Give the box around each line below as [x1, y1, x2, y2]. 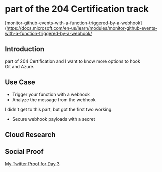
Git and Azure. [5, 63, 35, 69]
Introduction [5, 45, 45, 53]
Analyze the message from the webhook [12, 96, 96, 103]
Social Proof [5, 147, 44, 156]
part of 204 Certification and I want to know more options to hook [5, 58, 141, 64]
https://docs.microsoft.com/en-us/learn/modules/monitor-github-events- [6, 25, 157, 31]
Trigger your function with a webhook [12, 91, 90, 97]
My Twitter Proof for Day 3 [5, 161, 60, 167]
